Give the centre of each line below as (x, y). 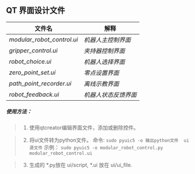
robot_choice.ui (30, 62)
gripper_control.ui (33, 50)
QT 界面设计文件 (36, 11)
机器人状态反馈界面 (110, 94)
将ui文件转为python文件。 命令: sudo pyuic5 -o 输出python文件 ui (109, 140)
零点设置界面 (102, 73)
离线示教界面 (102, 84)
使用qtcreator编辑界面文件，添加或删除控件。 (84, 127)
